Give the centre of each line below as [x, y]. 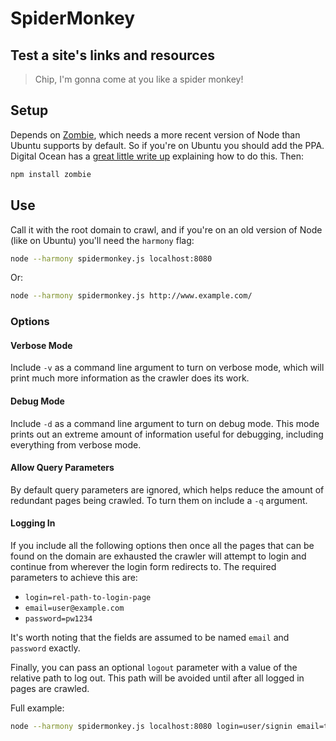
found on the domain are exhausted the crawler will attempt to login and [158, 556]
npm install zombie [51, 174]
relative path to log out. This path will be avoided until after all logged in [157, 678]
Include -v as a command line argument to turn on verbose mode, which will [167, 368]
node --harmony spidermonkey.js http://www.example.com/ [131, 296]
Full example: [37, 708]
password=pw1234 [58, 618]
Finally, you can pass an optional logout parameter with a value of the [154, 667]
